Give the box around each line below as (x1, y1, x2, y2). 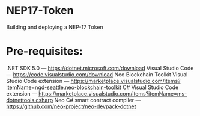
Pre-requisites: (6, 44, 83, 58)
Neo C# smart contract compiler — (54, 96, 141, 103)
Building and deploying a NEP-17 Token (6, 23, 103, 31)
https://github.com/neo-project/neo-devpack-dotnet (6, 103, 136, 110)
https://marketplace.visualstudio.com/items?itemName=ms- (38, 90, 187, 97)
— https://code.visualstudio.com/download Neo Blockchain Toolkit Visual (6, 70, 188, 78)
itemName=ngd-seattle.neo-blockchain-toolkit (6, 84, 122, 91)
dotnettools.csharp (6, 96, 53, 103)
